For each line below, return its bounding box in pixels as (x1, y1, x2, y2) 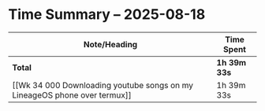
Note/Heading (83, 39, 138, 50)
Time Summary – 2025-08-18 (8, 6, 206, 24)
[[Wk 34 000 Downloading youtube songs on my (12, 80, 194, 91)
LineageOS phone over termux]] (12, 89, 132, 100)
